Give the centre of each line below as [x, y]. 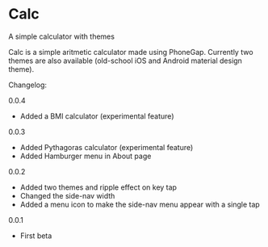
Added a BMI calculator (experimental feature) [97, 116]
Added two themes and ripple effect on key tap [98, 187]
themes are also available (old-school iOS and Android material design [125, 61]
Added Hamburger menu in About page [86, 156]
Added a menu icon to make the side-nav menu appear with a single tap [140, 204]
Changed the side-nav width [67, 195]
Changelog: [27, 85]
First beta [36, 236]
